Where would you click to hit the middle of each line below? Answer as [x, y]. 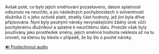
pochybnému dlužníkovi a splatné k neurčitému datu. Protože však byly [76, 27]
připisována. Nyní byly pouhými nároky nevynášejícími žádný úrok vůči [76, 22]
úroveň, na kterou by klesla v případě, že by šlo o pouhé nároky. [69, 37]
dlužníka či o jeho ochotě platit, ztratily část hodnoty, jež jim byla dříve [75, 17]
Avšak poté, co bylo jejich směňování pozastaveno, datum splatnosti [73, 7]
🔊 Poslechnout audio [27, 47]
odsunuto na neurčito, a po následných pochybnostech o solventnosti [74, 12]
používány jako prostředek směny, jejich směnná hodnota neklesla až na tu [80, 32]
